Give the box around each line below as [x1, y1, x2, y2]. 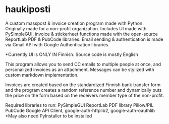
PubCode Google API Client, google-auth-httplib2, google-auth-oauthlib [5, 107, 155, 113]
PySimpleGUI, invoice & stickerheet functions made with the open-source [5, 31, 158, 37]
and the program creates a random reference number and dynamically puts [5, 87, 162, 93]
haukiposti [5, 4, 51, 15]
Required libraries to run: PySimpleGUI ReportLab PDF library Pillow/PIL [5, 102, 154, 108]
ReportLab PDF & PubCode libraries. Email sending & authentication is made [5, 36, 163, 42]
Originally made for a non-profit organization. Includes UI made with [5, 25, 147, 31]
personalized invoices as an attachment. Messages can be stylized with [5, 67, 155, 73]
